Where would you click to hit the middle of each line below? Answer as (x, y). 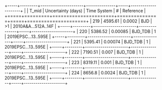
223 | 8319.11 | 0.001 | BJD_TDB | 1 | (107, 62)
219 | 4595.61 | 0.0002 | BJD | (122, 21)
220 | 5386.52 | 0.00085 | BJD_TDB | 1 (118, 31)
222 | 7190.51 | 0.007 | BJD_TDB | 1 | (107, 52)
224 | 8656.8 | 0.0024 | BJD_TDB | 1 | (109, 73)
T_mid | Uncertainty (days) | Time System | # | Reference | (88, 11)
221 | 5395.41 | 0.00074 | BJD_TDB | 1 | (112, 42)
